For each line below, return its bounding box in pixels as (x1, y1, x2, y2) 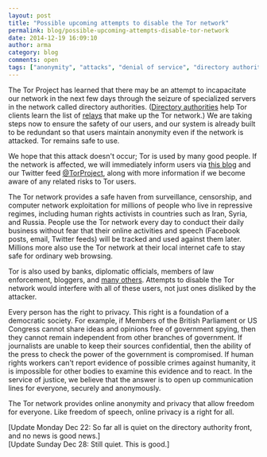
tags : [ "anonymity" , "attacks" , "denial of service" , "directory (8, 64, 229, 72)
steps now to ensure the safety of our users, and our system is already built (8, 118, 256, 128)
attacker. (8, 292, 37, 301)
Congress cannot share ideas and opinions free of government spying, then (8, 323, 257, 334)
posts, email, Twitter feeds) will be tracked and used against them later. (8, 234, 242, 243)
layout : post (8, 11, 52, 20)
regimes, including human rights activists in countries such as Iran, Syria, (8, 208, 248, 219)
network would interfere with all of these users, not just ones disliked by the (8, 283, 257, 292)
